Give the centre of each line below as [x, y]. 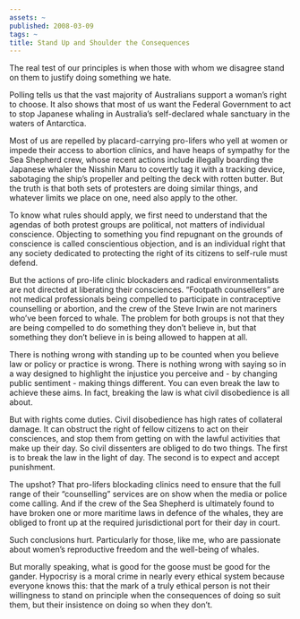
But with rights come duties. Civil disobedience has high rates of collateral [146, 420]
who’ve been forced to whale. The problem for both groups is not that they [147, 318]
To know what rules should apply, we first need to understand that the [138, 215]
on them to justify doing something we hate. [90, 78]
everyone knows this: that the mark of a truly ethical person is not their [140, 586]
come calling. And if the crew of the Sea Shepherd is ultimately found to [142, 503]
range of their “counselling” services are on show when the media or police [148, 494]
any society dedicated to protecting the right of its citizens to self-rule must [149, 254]
